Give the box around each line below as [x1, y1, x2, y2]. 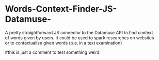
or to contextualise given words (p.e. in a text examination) [5, 40, 122, 45]
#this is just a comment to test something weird [5, 49, 100, 55]
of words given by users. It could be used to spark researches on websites [5, 35, 154, 41]
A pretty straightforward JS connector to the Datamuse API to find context [5, 30, 153, 35]
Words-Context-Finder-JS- [5, 3, 117, 15]
